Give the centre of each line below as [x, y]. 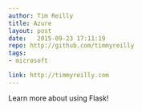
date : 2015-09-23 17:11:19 [57, 38]
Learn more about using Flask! [59, 98]
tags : [17, 53]
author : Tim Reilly [41, 16]
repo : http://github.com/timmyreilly [71, 46]
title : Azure [30, 23]
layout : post [30, 31]
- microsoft [28, 61]
